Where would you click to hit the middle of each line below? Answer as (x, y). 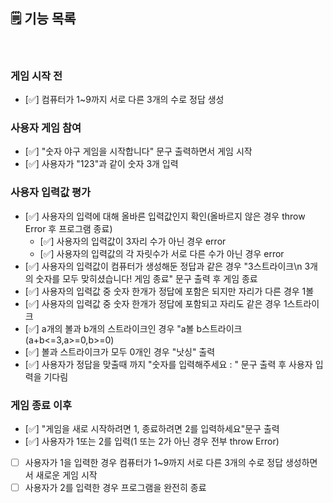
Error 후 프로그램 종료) (68, 228)
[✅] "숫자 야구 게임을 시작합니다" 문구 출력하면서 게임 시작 (138, 151)
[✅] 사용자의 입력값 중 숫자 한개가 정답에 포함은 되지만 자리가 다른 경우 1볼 (169, 291)
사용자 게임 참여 (46, 128)
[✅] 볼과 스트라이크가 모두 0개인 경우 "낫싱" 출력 (120, 351)
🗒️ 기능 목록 (43, 19)
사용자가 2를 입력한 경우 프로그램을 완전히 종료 (115, 488)
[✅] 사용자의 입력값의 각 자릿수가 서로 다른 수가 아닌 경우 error (162, 253)
